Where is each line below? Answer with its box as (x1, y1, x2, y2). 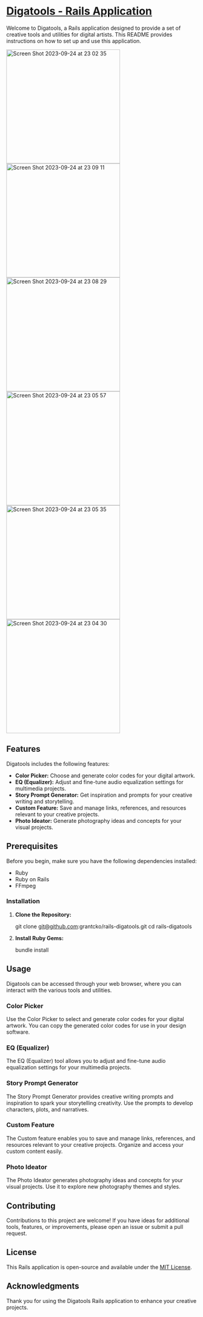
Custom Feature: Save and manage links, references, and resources (15, 804, 187, 811)
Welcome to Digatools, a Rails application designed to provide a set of (6, 24, 181, 32)
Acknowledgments (6, 1281, 80, 1291)
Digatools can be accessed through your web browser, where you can (6, 980, 182, 987)
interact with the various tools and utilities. (6, 986, 112, 994)
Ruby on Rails (15, 875, 50, 882)
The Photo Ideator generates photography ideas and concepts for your (6, 1177, 184, 1184)
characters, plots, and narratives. (6, 1106, 89, 1113)
